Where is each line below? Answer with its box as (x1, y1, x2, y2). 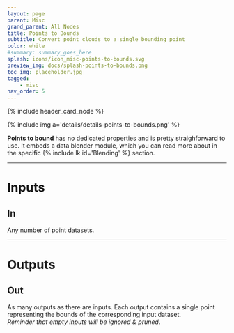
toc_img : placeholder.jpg (7, 68, 82, 75)
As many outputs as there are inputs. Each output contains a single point (7, 303, 215, 311)
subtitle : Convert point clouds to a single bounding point (7, 36, 186, 43)
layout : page (7, 10, 45, 17)
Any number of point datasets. (7, 226, 95, 234)
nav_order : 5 (7, 88, 45, 95)
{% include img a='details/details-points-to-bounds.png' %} (7, 121, 180, 129)
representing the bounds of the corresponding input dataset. (7, 311, 182, 319)
